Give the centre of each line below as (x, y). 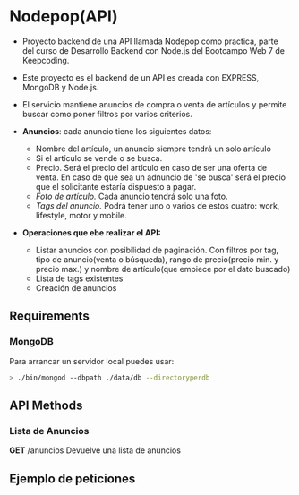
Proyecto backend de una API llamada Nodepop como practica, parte (150, 41)
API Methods (46, 405)
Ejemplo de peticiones (73, 478)
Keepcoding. (46, 60)
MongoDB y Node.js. (60, 87)
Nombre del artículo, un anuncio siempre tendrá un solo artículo (153, 149)
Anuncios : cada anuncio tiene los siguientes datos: (117, 131)
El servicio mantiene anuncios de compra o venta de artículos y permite (154, 104)
